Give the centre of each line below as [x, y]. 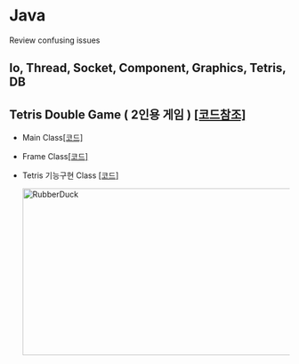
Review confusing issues [55, 40]
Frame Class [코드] [55, 157]
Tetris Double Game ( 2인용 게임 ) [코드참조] [128, 114]
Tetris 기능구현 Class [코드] [70, 175]
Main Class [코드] [53, 138]
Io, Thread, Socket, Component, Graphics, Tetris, [148, 68]
